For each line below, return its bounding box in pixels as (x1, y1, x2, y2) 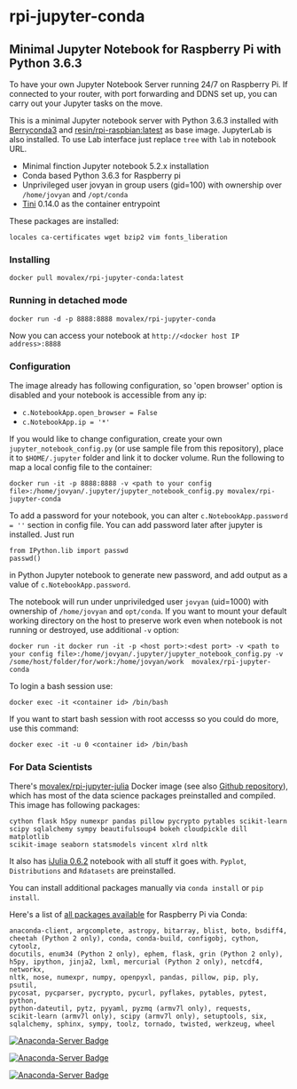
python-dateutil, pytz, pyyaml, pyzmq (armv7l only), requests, (9, 1005, 252, 1013)
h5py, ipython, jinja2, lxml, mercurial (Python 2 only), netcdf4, (9, 957, 264, 966)
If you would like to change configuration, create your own (9, 433, 223, 444)
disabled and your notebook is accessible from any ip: (9, 389, 207, 400)
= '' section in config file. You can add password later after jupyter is (9, 519, 263, 530)
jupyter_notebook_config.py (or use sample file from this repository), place (9, 443, 284, 453)
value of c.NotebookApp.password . (9, 579, 131, 589)
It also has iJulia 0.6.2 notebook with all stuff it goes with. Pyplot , (9, 856, 246, 867)
